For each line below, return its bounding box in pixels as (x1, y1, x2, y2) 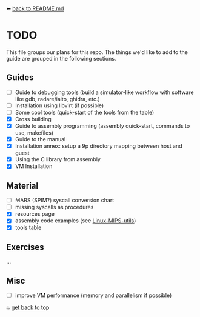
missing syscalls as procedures (15, 204, 94, 211)
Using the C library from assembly (15, 156, 101, 163)
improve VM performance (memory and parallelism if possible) (15, 292, 172, 299)
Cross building (15, 115, 52, 122)
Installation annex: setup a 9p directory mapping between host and (15, 142, 182, 150)
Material (6, 181, 38, 191)
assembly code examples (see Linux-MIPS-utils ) (15, 217, 136, 224)
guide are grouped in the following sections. (6, 55, 116, 62)
